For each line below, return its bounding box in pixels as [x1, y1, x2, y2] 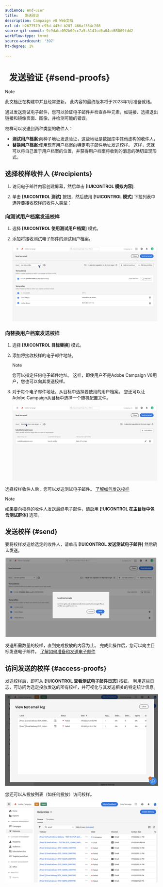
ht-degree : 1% [5, 44, 34, 49]
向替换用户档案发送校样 [5, 330, 60, 337]
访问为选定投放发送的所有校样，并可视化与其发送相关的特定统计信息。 [17, 684, 158, 690]
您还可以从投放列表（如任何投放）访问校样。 [5, 791, 95, 797]
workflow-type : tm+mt [5, 34, 49, 39]
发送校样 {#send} [5, 527, 58, 536]
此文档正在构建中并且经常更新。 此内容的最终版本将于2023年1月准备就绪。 [5, 98, 155, 104]
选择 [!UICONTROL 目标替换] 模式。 [12, 342, 84, 348]
